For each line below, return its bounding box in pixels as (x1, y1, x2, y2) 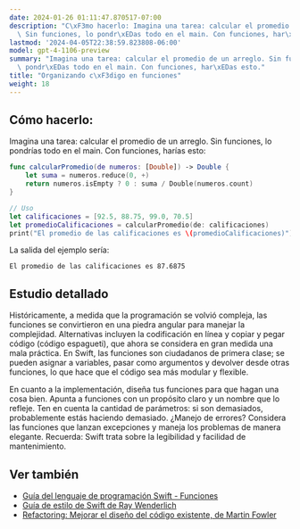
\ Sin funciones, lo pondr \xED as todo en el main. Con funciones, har (17, 29, 286, 38)
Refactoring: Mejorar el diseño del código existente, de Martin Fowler (21, 509, 277, 520)
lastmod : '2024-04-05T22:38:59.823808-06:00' (9, 37, 181, 47)
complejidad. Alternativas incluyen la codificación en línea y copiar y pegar (9, 329, 286, 340)
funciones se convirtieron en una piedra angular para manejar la (9, 319, 246, 330)
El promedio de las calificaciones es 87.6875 (9, 262, 186, 271)
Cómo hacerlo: (9, 112, 94, 128)
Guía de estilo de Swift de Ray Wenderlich (21, 500, 177, 511)
